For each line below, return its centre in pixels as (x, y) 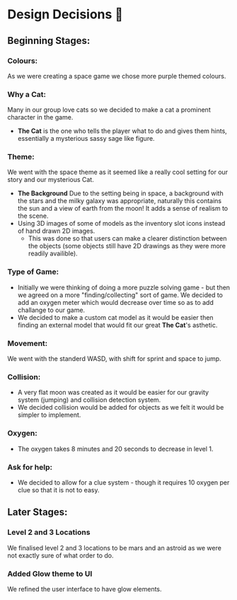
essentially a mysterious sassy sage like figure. (86, 139)
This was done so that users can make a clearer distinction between (128, 238)
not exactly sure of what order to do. (60, 555)
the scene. (33, 216)
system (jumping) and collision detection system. (89, 400)
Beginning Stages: (49, 41)
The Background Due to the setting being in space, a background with (121, 193)
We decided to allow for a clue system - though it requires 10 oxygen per (123, 482)
